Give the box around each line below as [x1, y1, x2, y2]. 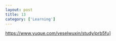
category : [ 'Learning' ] [5, 16, 56, 21]
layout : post [5, 7, 33, 12]
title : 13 [5, 12, 26, 17]
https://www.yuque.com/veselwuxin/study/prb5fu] [5, 30, 111, 36]
